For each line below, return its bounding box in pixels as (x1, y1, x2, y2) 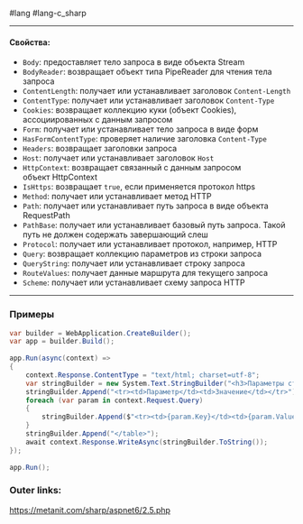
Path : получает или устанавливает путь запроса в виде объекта (22, 200, 269, 211)
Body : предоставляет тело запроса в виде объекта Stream (22, 57, 245, 68)
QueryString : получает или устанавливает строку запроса (22, 258, 245, 269)
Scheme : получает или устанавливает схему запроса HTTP (22, 277, 245, 288)
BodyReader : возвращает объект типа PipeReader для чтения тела (22, 67, 272, 78)
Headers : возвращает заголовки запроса (22, 143, 178, 154)
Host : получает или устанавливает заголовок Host (22, 152, 215, 163)
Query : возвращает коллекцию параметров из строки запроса (22, 248, 262, 260)
